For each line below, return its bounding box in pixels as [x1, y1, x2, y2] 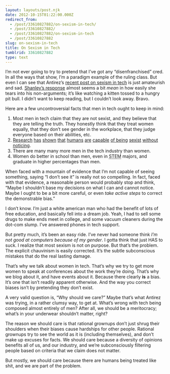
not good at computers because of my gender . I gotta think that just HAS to [5, 237, 163, 243]
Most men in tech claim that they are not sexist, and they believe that [12, 116, 157, 122]
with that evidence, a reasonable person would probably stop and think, [5, 179, 155, 186]
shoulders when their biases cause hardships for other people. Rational [5, 326, 154, 332]
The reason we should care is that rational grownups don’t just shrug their [5, 321, 160, 327]
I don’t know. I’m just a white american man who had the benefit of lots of [5, 206, 159, 212]
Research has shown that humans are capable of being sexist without [12, 137, 158, 143]
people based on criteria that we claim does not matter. [5, 348, 121, 354]
